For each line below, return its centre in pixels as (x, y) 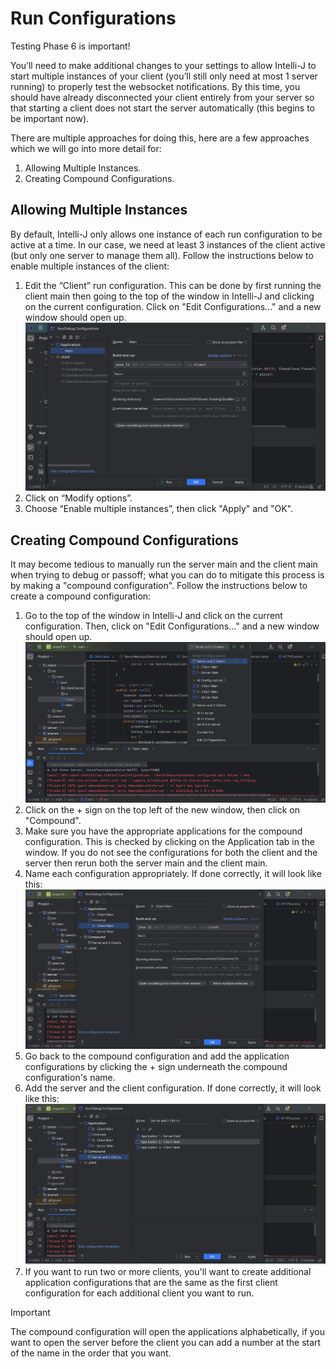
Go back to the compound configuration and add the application (157, 1056)
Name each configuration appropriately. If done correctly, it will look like (173, 874)
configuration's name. (70, 1078)
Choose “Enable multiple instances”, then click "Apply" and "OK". (158, 509)
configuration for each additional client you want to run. (139, 1293)
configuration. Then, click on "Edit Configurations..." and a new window (172, 626)
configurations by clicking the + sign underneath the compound (156, 1067)
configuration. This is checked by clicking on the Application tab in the (169, 842)
